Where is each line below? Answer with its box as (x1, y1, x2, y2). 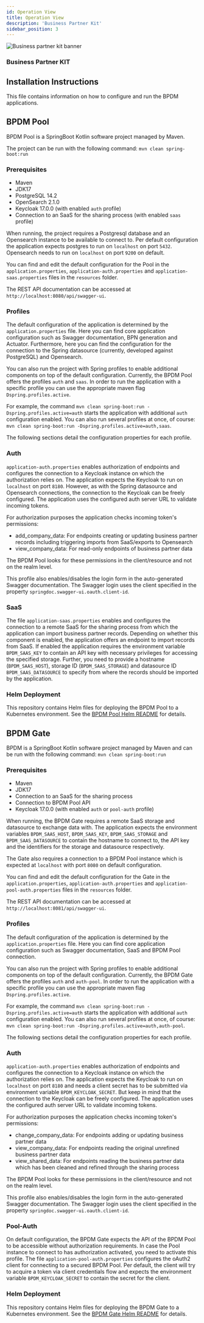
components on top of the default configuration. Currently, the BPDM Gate (6, 971, 193, 979)
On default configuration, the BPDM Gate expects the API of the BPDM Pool (6, 1236, 196, 1243)
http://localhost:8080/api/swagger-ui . (6, 292, 107, 299)
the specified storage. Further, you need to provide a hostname (6, 655, 165, 663)
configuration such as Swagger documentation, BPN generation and (6, 334, 178, 341)
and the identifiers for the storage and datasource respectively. (6, 843, 165, 851)
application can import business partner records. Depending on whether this (6, 629, 199, 637)
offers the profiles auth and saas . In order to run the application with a (6, 378, 181, 385)
